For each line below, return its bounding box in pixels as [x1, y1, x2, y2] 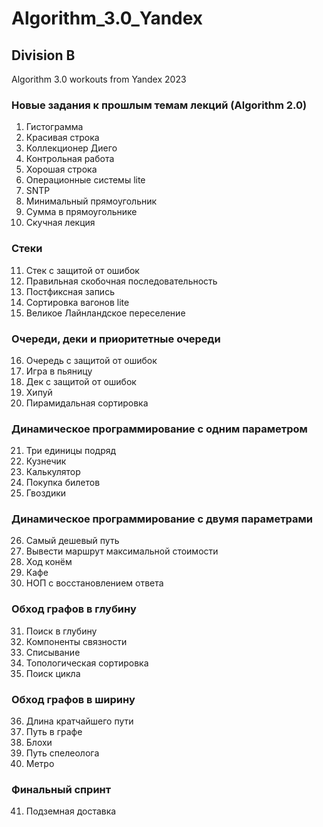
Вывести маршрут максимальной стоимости [25, 545, 219, 557]
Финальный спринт [11, 783, 112, 796]
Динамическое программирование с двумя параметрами [11, 512, 314, 526]
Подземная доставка [25, 805, 117, 817]
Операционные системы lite [25, 174, 146, 186]
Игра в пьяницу [25, 365, 93, 377]
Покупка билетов [25, 477, 101, 489]
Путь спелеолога [25, 747, 100, 759]
